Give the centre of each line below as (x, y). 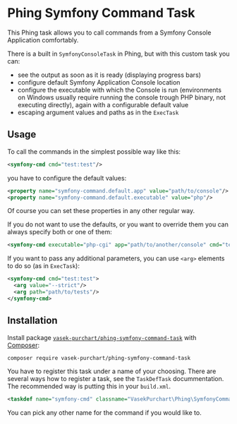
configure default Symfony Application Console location (99, 82)
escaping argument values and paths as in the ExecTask (98, 112)
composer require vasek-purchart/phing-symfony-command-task (99, 358)
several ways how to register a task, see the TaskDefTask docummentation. (116, 379)
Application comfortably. (43, 40)
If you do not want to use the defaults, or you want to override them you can (118, 224)
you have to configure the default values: (67, 178)
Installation (32, 321)
